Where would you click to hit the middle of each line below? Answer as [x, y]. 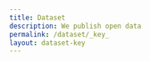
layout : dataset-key [48, 43]
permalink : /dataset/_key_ [59, 34]
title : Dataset [37, 17]
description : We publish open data [75, 26]
